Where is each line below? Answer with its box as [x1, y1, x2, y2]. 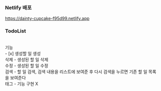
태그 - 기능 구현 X [5, 81, 39, 87]
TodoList [5, 28, 26, 34]
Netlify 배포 [5, 4, 32, 11]
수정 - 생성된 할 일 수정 [5, 62, 48, 68]
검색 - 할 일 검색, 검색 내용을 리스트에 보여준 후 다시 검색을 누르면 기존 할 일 [5, 69, 147, 75]
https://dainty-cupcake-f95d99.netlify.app [5, 15, 90, 21]
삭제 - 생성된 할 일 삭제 [5, 57, 48, 62]
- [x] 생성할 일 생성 [5, 50, 41, 56]
